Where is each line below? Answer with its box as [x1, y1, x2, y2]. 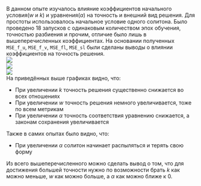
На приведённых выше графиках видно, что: [6, 75, 122, 82]
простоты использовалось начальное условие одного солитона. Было [6, 18, 188, 25]
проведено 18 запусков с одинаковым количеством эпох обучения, [6, 24, 181, 31]
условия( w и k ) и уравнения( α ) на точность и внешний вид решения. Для [6, 11, 196, 19]
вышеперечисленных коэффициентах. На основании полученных [6, 37, 175, 44]
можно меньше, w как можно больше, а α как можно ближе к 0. [6, 173, 173, 180]
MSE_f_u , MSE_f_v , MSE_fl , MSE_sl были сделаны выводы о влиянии [6, 43, 173, 51]
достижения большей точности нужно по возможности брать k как [6, 166, 181, 173]
